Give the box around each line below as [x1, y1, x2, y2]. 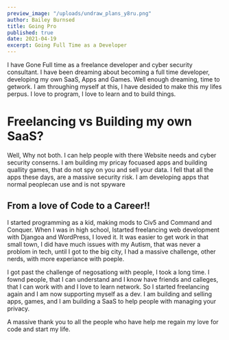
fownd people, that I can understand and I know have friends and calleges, [7, 275, 219, 283]
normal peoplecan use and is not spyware [7, 180, 125, 189]
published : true [7, 29, 53, 36]
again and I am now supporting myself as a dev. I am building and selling [7, 289, 213, 298]
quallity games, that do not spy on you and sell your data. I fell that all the [7, 165, 214, 173]
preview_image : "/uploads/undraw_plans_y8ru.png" [7, 10, 152, 17]
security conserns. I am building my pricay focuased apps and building [7, 158, 208, 167]
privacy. [7, 304, 30, 313]
